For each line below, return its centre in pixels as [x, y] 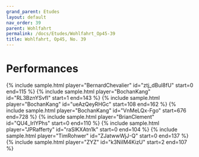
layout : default [26, 17]
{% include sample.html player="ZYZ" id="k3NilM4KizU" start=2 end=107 [97, 142]
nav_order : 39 [24, 23]
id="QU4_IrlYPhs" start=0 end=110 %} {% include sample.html [83, 123]
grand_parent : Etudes [33, 12]
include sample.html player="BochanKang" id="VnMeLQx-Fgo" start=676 [96, 110]
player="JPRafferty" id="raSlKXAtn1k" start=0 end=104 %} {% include [92, 129]
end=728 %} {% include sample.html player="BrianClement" [80, 117]
